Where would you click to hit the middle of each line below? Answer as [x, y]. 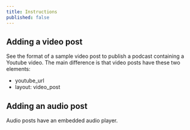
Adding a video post [44, 42]
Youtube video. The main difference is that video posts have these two [94, 63]
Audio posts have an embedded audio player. [62, 120]
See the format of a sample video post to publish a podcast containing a [95, 56]
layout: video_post [37, 87]
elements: [19, 69]
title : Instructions [32, 12]
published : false [28, 17]
